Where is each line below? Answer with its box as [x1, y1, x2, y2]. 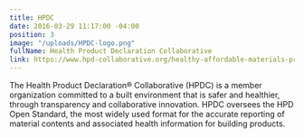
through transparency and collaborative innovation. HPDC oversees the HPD [9, 99, 294, 109]
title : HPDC [9, 13, 54, 23]
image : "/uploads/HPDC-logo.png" [9, 38, 136, 48]
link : [9, 55, 30, 64]
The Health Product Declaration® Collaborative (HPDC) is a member [9, 80, 262, 90]
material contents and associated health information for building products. [9, 118, 286, 129]
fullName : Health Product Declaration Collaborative [9, 47, 213, 56]
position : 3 [9, 30, 54, 39]
